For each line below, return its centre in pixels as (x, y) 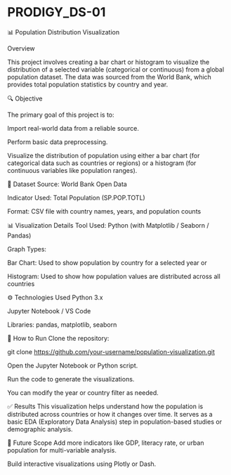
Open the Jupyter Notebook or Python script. (73, 365)
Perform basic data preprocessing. (58, 142)
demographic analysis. (40, 429)
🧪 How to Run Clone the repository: (58, 338)
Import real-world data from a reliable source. (73, 128)
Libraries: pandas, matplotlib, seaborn (62, 325)
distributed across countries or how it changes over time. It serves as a (110, 414)
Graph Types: (27, 249)
